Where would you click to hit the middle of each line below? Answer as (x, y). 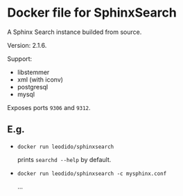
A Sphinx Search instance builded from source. (75, 32)
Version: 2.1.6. (27, 45)
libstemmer (33, 72)
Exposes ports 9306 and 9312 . (49, 107)
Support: (20, 59)
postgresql (33, 87)
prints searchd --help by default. (64, 159)
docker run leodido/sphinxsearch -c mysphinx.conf (92, 173)
